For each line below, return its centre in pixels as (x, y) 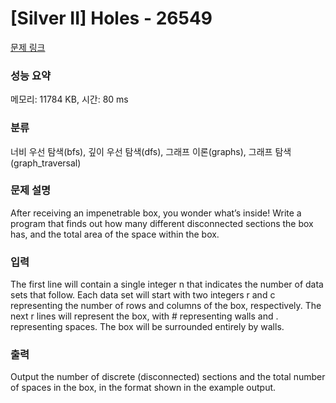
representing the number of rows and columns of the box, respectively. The (166, 306)
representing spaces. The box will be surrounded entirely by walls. (147, 327)
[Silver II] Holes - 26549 (111, 18)
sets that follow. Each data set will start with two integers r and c (143, 295)
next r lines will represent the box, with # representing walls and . (144, 316)
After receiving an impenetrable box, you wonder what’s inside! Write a (156, 213)
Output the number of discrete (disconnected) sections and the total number (168, 377)
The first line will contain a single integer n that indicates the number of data (167, 284)
